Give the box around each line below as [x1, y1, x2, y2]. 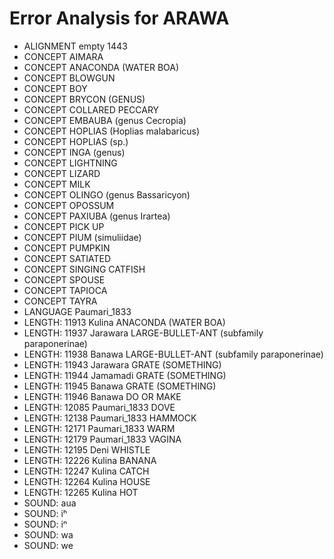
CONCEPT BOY [23, 82, 88, 94]
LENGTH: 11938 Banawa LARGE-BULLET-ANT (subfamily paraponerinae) [23, 348, 324, 360]
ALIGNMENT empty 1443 [23, 40, 128, 52]
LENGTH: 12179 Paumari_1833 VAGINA [23, 433, 182, 445]
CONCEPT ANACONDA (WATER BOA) [23, 61, 180, 73]
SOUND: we [23, 539, 74, 551]
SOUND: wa [23, 528, 74, 541]
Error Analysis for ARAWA [9, 7, 230, 30]
